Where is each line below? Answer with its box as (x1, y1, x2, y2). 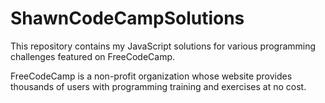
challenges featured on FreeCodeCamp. (10, 50, 176, 62)
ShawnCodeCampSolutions (10, 7, 245, 30)
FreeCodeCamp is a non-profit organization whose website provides (10, 70, 293, 82)
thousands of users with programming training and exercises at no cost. (10, 80, 307, 92)
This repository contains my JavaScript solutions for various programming (10, 40, 317, 52)
